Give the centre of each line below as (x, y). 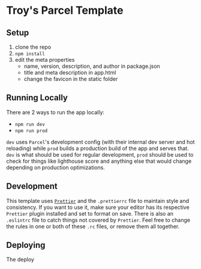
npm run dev (30, 124)
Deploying (26, 245)
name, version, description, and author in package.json (92, 66)
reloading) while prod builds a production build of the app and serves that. (97, 148)
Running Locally (37, 98)
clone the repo (33, 47)
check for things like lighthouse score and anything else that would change (99, 161)
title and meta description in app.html (70, 72)
